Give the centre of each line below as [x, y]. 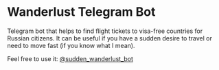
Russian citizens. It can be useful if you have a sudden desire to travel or [110, 38]
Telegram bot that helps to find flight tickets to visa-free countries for [105, 31]
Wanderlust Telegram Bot [81, 12]
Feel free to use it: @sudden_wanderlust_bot [70, 58]
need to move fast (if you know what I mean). [71, 45]
